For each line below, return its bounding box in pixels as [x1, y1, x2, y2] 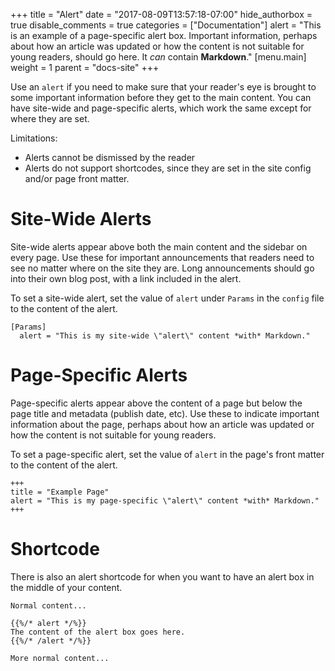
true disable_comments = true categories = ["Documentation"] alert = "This [10, 19, 322, 31]
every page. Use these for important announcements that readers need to [10, 251, 315, 263]
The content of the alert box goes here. [10, 627, 186, 637]
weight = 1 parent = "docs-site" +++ [10, 62, 160, 73]
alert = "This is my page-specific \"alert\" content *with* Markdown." [10, 495, 320, 506]
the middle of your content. [10, 581, 123, 593]
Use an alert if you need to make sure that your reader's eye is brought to [10, 81, 317, 93]
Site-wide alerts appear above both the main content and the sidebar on [10, 240, 308, 253]
